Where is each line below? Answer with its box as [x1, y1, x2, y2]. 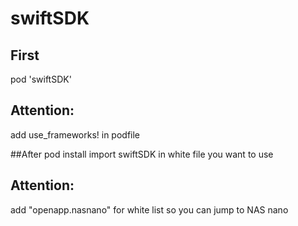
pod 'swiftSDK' [10, 73, 72, 85]
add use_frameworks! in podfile [10, 128, 141, 141]
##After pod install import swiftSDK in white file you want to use [10, 148, 274, 160]
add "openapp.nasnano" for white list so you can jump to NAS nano [10, 203, 289, 216]
